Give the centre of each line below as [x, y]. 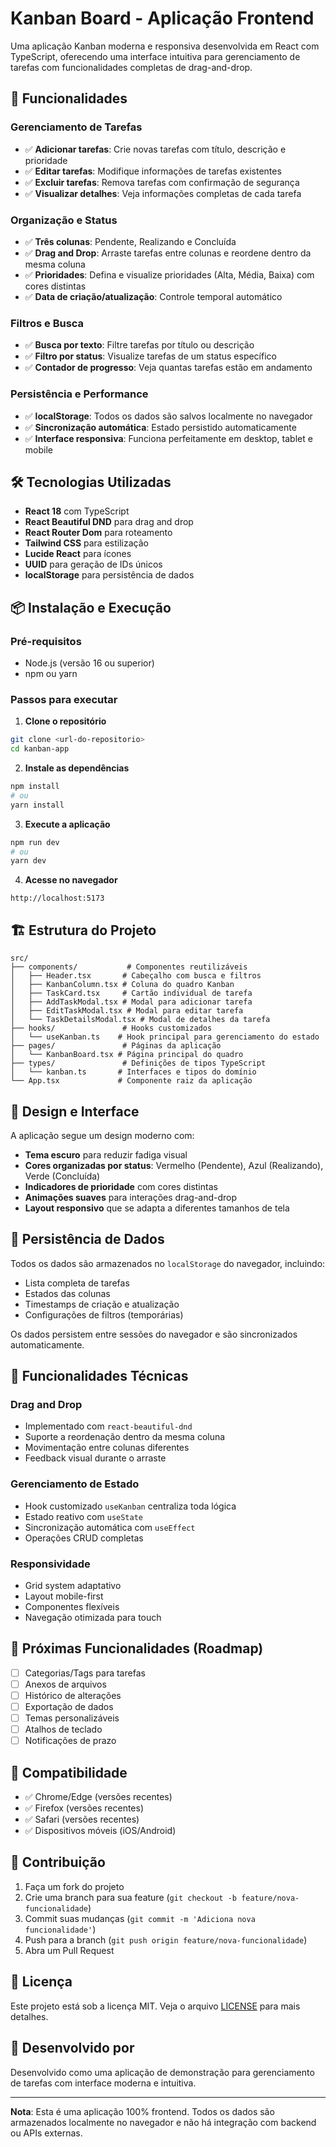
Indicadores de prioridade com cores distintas [121, 1186]
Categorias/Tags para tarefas [85, 1673]
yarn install [37, 805]
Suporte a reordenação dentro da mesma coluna [125, 1437]
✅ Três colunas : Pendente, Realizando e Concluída [130, 241]
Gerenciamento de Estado [75, 1484]
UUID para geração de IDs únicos [93, 564]
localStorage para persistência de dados [109, 575]
